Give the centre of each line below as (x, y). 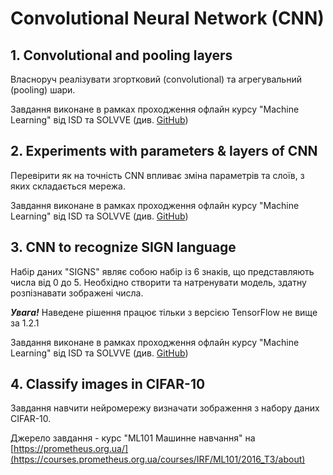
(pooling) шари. (43, 90)
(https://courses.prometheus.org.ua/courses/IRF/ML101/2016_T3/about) (158, 459)
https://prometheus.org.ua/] (71, 449)
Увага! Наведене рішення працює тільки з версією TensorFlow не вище (164, 312)
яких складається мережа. (68, 186)
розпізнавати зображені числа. (77, 293)
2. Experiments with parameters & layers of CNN (164, 151)
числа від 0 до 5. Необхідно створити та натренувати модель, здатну (158, 282)
